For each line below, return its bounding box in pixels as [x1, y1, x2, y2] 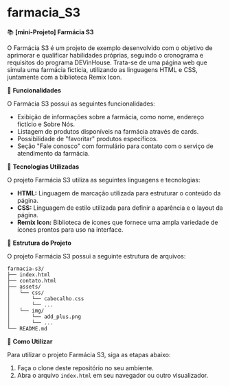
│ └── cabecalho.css [7, 295, 84, 302]
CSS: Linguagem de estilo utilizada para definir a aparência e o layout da [16, 204, 223, 212]
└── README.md [7, 325, 48, 332]
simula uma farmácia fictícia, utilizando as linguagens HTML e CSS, [7, 65, 198, 73]
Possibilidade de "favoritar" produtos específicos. [16, 134, 158, 143]
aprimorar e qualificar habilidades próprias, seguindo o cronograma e [7, 51, 204, 59]
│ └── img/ [7, 307, 45, 314]
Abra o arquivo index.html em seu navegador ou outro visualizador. [16, 371, 209, 379]
